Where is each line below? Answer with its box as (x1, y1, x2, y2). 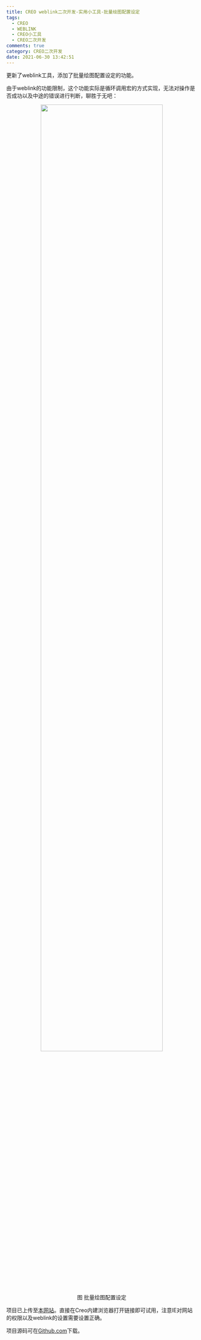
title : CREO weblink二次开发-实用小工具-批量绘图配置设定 (6, 8, 140, 15)
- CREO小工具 (12, 32, 42, 38)
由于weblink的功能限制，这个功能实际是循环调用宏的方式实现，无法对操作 (6, 84, 190, 92)
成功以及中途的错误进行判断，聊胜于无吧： (11, 92, 118, 99)
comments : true (6, 43, 45, 49)
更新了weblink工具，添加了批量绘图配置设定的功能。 (6, 71, 137, 79)
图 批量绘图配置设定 (77, 1293, 127, 1301)
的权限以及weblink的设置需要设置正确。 (6, 1314, 105, 1321)
